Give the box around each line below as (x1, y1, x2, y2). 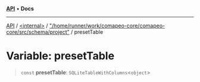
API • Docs (6, 5, 34, 12)
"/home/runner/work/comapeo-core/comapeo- (49, 22, 165, 29)
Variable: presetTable (6, 49, 115, 63)
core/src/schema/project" (6, 29, 70, 35)
